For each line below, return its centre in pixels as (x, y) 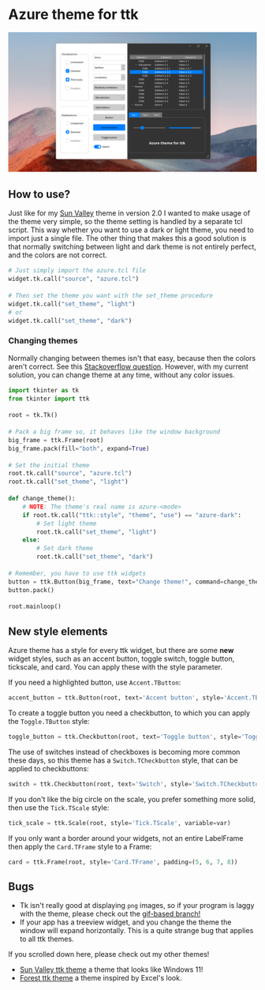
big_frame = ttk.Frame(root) (56, 440)
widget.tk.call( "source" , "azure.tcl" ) (74, 279)
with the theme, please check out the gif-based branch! (110, 914)
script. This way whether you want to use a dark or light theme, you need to (131, 230)
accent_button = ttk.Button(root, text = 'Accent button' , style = (116, 698)
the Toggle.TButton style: (49, 721)
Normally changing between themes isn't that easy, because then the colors (132, 358)
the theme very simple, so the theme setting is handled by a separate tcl (125, 222)
